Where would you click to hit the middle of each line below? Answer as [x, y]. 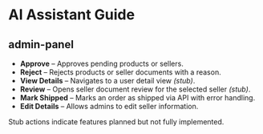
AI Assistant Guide [71, 15]
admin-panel [41, 45]
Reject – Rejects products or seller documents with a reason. [121, 72]
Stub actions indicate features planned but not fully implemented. [116, 122]
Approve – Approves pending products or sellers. [102, 63]
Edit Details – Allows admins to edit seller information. [109, 106]
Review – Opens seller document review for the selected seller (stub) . [135, 89]
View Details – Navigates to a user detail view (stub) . [107, 81]
